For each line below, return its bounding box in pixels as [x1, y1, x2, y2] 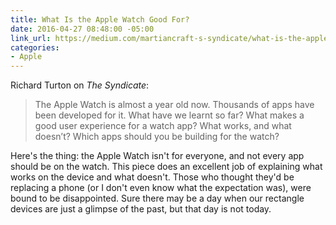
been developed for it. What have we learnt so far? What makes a [34, 109, 305, 121]
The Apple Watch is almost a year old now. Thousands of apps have [34, 99, 315, 111]
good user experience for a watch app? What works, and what [34, 120, 292, 132]
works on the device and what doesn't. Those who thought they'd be [10, 171, 295, 183]
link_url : [10, 33, 52, 43]
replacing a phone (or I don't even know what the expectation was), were [10, 182, 312, 194]
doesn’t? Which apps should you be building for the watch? [34, 131, 280, 143]
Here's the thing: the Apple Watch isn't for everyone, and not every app [10, 150, 305, 162]
